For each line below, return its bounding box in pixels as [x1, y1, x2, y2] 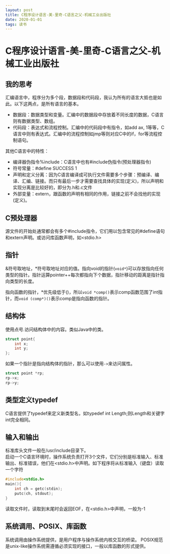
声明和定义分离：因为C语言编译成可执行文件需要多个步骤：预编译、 [12, 172, 155, 178]
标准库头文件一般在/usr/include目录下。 [5, 447, 89, 453]
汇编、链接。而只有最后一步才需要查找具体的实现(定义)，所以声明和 [21, 178, 164, 184]
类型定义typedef [5, 396, 58, 404]
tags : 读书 [5, 21, 27, 27]
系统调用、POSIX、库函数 [5, 522, 87, 531]
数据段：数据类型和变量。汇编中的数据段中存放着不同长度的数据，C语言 [12, 112, 164, 118]
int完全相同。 [5, 417, 33, 423]
